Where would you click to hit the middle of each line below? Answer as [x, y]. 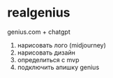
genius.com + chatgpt [39, 32]
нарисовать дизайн [46, 52]
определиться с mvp [48, 59]
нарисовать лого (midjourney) [62, 45]
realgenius [39, 13]
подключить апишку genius [58, 67]
